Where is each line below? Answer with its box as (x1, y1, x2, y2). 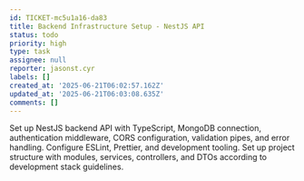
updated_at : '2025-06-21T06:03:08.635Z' (9, 89, 165, 98)
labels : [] (9, 73, 51, 82)
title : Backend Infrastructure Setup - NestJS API (9, 22, 205, 31)
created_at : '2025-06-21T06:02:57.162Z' (9, 81, 165, 90)
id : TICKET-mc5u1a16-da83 (9, 13, 107, 23)
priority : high (9, 38, 67, 48)
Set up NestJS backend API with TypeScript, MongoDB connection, (9, 123, 261, 134)
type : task (9, 47, 51, 56)
